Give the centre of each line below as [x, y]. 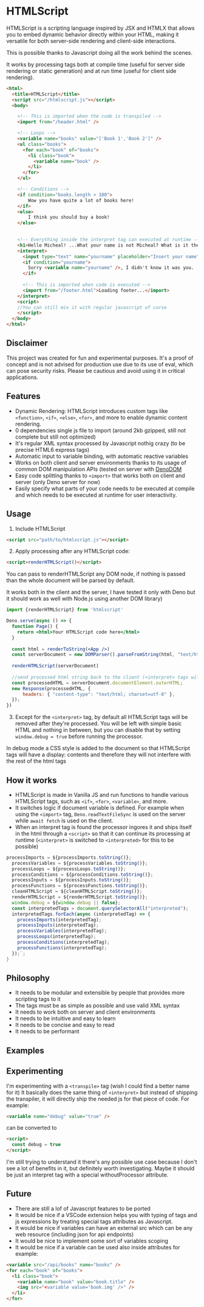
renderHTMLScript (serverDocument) [55, 666]
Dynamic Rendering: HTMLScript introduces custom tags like [91, 411]
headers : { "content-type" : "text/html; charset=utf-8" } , [98, 694]
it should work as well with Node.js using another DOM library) [84, 599]
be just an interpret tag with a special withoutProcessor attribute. [87, 1175]
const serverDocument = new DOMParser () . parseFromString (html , [93, 655]
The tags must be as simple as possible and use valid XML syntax [97, 1006]
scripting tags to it [38, 999]
